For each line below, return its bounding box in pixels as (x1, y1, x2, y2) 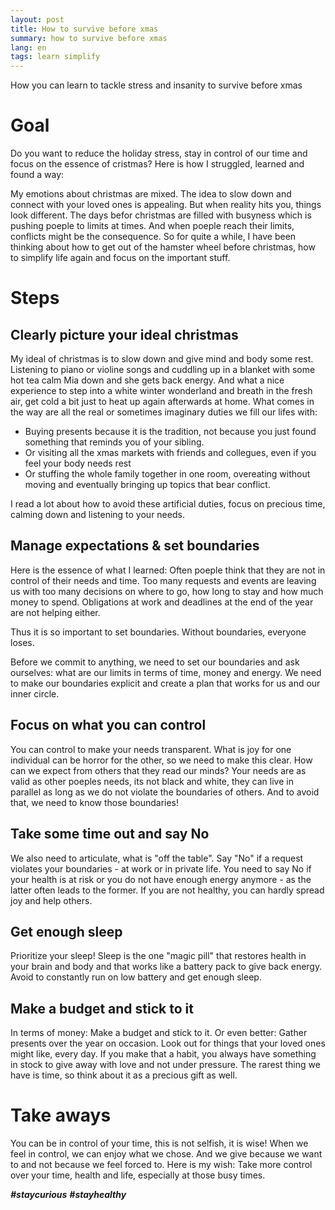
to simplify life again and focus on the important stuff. (10, 252, 231, 264)
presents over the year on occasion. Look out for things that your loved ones (10, 1037, 326, 1050)
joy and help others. (10, 894, 93, 906)
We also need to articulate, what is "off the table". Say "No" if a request (10, 852, 304, 864)
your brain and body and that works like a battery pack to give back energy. (10, 961, 323, 973)
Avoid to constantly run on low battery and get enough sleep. (10, 971, 262, 983)
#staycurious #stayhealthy (10, 1189, 127, 1201)
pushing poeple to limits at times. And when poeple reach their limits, (10, 220, 295, 232)
